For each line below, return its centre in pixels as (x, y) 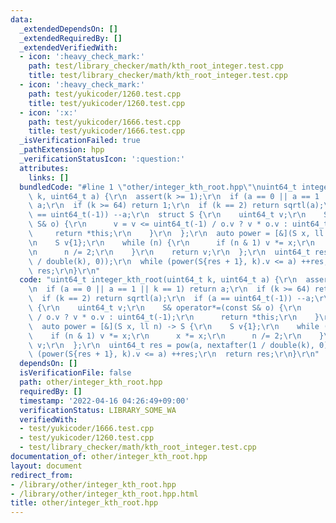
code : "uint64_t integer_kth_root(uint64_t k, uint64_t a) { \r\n (158, 280)
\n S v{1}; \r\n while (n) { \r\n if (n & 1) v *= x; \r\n (171, 242)
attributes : (44, 168)
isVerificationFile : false (75, 373)
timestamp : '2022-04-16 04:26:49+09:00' (104, 401)
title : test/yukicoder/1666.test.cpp (107, 131)
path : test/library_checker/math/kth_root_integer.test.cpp (156, 66)
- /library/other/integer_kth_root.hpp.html (104, 494)
